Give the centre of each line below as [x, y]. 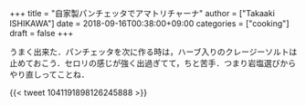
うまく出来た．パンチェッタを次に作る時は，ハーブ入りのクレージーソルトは [153, 52]
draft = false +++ [42, 33]
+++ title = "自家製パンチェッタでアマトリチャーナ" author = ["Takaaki [142, 13]
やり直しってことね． [49, 74]
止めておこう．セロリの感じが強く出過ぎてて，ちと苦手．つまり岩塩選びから [153, 63]
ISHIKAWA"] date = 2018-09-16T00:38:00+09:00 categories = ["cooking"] [149, 24]
